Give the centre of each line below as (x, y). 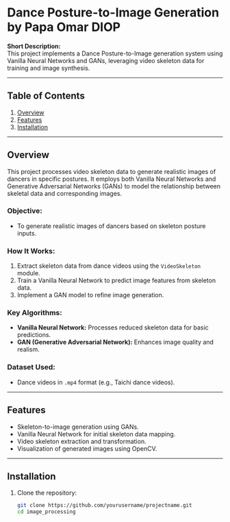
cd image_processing (46, 512)
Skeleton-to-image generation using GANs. (78, 427)
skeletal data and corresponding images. (64, 193)
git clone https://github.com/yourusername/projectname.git (104, 506)
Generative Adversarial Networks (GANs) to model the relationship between (114, 186)
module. (28, 273)
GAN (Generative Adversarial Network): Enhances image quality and (115, 342)
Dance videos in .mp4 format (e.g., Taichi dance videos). (96, 382)
